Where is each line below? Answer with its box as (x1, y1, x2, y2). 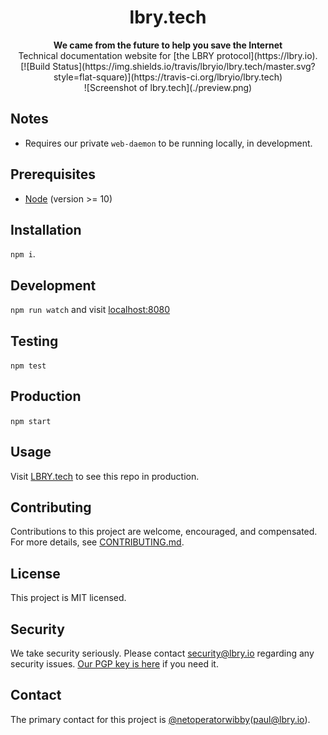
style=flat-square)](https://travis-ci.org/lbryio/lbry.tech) (53, 71, 283, 83)
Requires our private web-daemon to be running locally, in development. (24, 137, 313, 149)
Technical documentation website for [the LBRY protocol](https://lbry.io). (18, 49, 318, 61)
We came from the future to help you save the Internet (53, 39, 283, 51)
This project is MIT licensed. (10, 592, 127, 604)
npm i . (10, 248, 36, 260)
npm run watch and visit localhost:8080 (10, 304, 171, 316)
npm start (10, 416, 52, 426)
